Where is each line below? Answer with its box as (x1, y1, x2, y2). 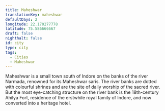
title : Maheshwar (5, 7, 42, 13)
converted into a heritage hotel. (5, 100, 71, 106)
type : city (5, 45, 29, 50)
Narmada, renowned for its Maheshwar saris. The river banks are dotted (5, 79, 157, 85)
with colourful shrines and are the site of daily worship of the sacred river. (5, 84, 160, 90)
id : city (5, 41, 24, 46)
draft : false (5, 31, 33, 36)
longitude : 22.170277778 (5, 21, 58, 27)
